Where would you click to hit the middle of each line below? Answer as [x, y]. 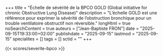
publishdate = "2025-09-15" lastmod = [95, 34]
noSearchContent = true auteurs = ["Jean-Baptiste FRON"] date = [72, 28]
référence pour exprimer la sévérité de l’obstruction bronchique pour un [79, 18]
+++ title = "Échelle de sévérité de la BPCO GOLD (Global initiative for [76, 8]
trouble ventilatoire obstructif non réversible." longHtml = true [68, 23]
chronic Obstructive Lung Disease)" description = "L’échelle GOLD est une [81, 13]
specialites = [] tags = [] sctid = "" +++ [52, 39]
